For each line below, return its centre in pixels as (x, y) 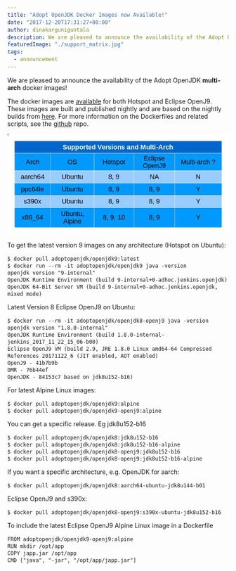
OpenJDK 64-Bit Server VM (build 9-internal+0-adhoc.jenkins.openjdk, (113, 287)
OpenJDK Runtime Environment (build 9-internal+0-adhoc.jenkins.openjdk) (118, 280)
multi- (212, 80)
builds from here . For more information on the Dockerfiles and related (108, 116)
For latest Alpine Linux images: (52, 390)
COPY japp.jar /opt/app (42, 553)
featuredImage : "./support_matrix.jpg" (66, 45)
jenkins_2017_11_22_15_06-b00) (53, 342)
